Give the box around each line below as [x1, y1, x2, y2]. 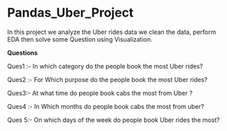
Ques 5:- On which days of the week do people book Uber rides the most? [7, 116, 220, 124]
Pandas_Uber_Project [7, 5, 134, 21]
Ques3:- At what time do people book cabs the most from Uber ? [7, 89, 193, 97]
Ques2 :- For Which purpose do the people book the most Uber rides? [7, 75, 208, 84]
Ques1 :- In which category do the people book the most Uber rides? [7, 62, 203, 70]
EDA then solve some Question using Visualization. [7, 35, 153, 43]
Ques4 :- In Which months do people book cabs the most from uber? [7, 102, 205, 110]
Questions [7, 49, 38, 57]
